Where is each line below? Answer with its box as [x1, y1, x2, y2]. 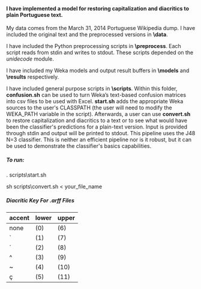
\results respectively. [6, 73, 59, 81]
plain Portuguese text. [6, 11, 63, 18]
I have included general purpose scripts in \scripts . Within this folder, [6, 85, 178, 93]
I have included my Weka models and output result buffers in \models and [6, 67, 190, 75]
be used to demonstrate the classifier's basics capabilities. [6, 142, 152, 150]
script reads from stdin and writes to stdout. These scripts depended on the [6, 49, 194, 56]
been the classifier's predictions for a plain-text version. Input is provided [6, 123, 188, 130]
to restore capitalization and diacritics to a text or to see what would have [6, 117, 188, 124]
